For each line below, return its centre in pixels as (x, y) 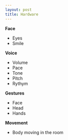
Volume (20, 62)
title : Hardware (22, 14)
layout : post (18, 10)
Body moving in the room (38, 132)
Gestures (15, 93)
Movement (17, 123)
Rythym (20, 83)
